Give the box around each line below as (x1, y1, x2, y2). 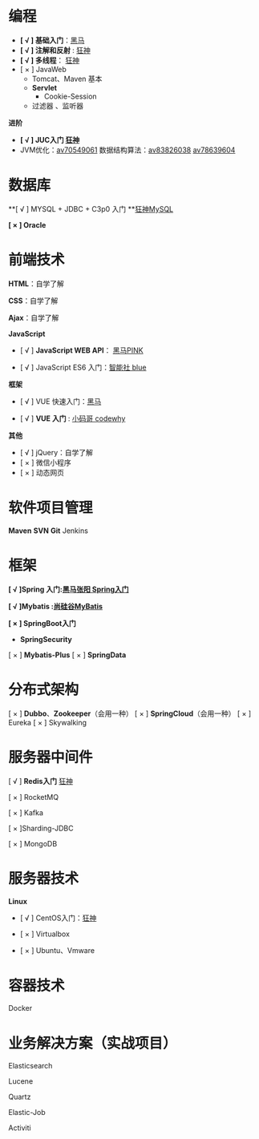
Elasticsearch (8, 1061, 53, 1071)
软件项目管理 (8, 499, 94, 517)
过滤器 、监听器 (31, 101, 84, 111)
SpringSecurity (19, 634, 72, 644)
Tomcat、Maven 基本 (31, 74, 103, 83)
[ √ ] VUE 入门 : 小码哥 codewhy (19, 414, 126, 423)
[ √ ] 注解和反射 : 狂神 (19, 45, 91, 55)
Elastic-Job (8, 1108, 46, 1117)
